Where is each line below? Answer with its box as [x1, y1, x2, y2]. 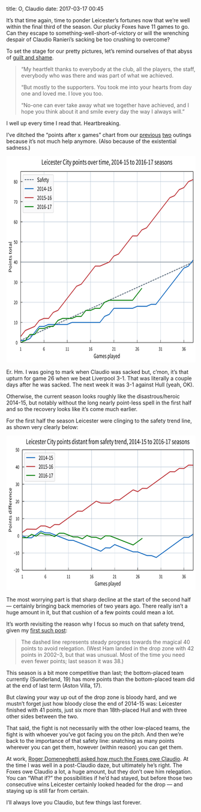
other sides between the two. [6, 713, 79, 720]
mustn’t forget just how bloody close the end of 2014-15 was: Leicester [6, 700, 182, 707]
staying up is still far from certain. [6, 787, 89, 794]
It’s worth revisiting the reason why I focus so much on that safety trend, [6, 620, 185, 627]
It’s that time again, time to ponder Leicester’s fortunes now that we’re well [6, 17, 190, 23]
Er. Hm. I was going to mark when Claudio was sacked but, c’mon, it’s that [6, 368, 189, 375]
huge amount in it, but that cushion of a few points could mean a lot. [6, 609, 175, 615]
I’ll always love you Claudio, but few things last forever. [6, 799, 142, 806]
